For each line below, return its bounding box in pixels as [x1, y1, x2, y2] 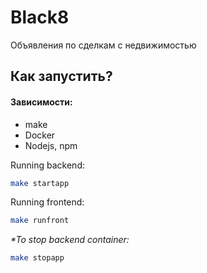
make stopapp [10, 253, 65, 263]
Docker [24, 129, 56, 141]
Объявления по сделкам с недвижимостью [10, 39, 197, 51]
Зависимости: [10, 96, 73, 108]
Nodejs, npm [24, 139, 78, 151]
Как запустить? [10, 68, 113, 85]
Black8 [10, 6, 70, 29]
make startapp [10, 178, 70, 188]
